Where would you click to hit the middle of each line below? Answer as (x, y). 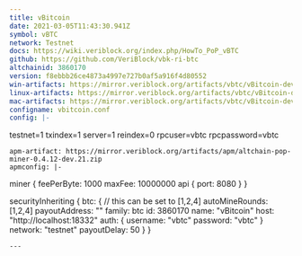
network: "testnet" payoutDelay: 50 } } (80, 230)
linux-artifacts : (42, 93)
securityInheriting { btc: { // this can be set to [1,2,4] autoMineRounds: (139, 201)
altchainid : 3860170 (48, 68)
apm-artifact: (36, 152)
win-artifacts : (38, 84)
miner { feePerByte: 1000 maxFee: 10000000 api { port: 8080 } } (129, 184)
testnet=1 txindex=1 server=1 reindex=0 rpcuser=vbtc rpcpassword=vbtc (144, 135)
